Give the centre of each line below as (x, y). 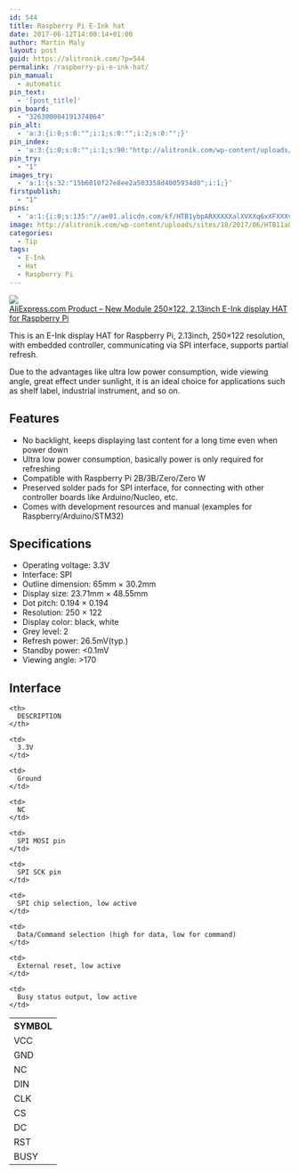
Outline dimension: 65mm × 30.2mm (89, 584)
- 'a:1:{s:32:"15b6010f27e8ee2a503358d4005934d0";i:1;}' (125, 184)
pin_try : (25, 158)
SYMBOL (33, 1026)
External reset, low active (69, 966)
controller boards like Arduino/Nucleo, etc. (100, 497)
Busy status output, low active (77, 997)
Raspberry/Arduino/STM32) (73, 516)
